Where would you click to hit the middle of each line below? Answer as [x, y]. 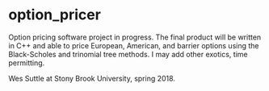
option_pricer [55, 15]
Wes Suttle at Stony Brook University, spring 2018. [92, 78]
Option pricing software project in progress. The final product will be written [135, 37]
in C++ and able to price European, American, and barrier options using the [134, 45]
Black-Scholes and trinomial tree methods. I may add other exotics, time [128, 54]
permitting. [27, 63]
